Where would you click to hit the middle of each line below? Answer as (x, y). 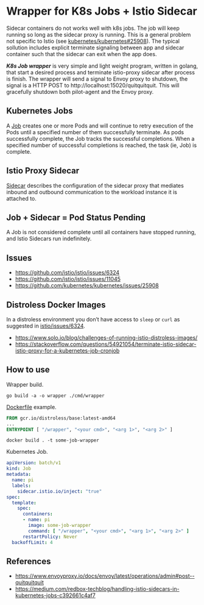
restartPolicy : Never (50, 537)
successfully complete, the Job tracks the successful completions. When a (100, 138)
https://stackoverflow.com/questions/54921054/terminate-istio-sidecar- (106, 344)
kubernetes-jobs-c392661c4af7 (55, 595)
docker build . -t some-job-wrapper (53, 440)
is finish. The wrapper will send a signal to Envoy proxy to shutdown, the (97, 79)
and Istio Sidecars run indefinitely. (49, 238)
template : (24, 503)
